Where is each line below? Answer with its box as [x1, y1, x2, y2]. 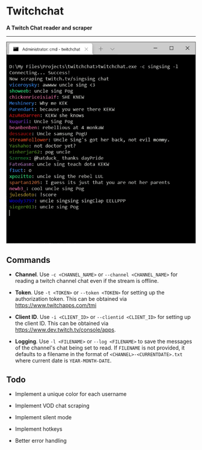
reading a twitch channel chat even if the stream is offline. [14, 277, 159, 285]
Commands [6, 255, 51, 265]
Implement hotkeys [14, 425, 63, 433]
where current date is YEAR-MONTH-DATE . [14, 357, 112, 365]
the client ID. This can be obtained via [14, 320, 109, 327]
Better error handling [14, 437, 67, 445]
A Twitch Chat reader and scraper [6, 24, 93, 31]
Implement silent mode [14, 414, 72, 421]
